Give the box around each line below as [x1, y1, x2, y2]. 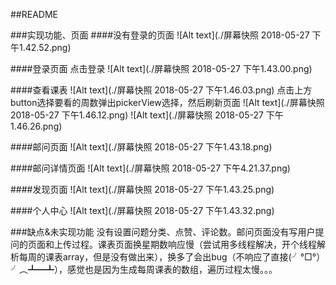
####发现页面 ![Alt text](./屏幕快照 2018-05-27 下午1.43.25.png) [10, 184, 275, 195]
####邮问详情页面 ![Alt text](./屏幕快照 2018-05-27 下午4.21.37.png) [10, 162, 291, 174]
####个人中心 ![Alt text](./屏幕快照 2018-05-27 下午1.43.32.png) [10, 205, 275, 216]
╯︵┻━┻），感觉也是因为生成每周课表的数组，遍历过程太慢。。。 [10, 264, 278, 275]
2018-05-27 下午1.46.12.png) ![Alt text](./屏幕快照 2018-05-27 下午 [10, 109, 284, 121]
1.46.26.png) [10, 120, 63, 132]
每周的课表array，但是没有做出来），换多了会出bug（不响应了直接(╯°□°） [18, 251, 326, 263]
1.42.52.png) [18, 42, 72, 53]
